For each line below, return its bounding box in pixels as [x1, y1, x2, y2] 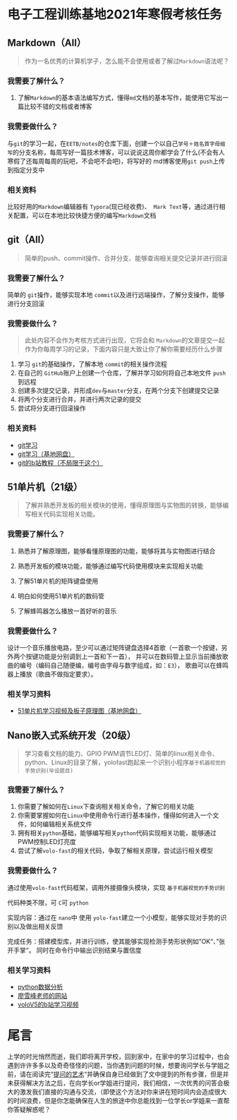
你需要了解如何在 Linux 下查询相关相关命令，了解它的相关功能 [17, 802, 195, 811]
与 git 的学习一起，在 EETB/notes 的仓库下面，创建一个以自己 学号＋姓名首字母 [7, 139, 221, 147]
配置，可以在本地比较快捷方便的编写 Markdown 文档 [13, 211, 157, 219]
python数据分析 [17, 982, 63, 991]
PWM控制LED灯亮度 [17, 838, 76, 846]
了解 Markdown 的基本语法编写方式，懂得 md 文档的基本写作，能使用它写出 [17, 93, 223, 102]
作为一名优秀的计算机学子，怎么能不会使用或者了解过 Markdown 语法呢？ [24, 57, 230, 65]
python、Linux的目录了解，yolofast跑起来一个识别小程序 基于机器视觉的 [24, 758, 226, 766]
